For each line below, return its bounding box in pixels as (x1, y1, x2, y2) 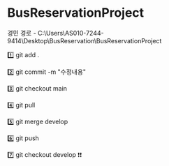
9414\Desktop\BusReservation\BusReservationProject (7, 36, 162, 45)
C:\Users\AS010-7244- (37, 29, 104, 37)
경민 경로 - (7, 29, 36, 37)
